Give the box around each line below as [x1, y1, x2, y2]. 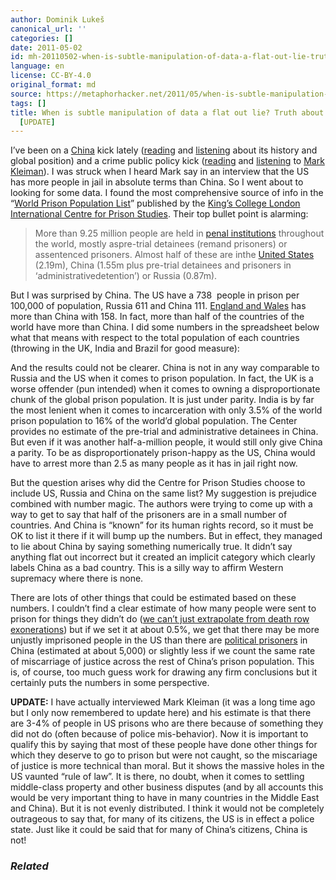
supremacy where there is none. [10, 572, 144, 585]
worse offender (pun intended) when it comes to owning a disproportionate [10, 383, 321, 395]
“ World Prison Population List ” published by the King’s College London [10, 197, 301, 210]
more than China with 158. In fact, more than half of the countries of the [10, 311, 305, 323]
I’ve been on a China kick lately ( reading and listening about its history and [10, 144, 318, 156]
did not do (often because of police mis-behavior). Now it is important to [10, 728, 309, 740]
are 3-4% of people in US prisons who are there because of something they [10, 717, 324, 730]
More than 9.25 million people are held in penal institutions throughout [34, 227, 325, 240]
